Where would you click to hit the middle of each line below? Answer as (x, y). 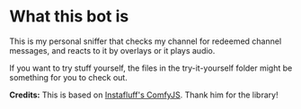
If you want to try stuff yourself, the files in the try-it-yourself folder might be (151, 68)
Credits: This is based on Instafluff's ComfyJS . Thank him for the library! (144, 95)
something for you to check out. (68, 77)
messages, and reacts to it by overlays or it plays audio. (112, 50)
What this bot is (69, 17)
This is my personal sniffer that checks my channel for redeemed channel (146, 41)
